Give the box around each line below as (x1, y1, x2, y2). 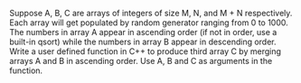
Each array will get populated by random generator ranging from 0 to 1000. (9, 17, 289, 28)
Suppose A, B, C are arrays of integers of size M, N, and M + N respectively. (9, 8, 293, 18)
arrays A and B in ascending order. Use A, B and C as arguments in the (9, 56, 273, 66)
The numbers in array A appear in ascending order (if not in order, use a (9, 27, 277, 37)
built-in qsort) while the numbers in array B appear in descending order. (9, 36, 277, 47)
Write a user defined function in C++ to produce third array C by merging (9, 46, 282, 57)
